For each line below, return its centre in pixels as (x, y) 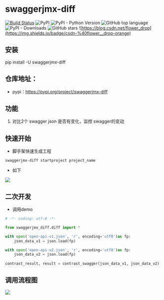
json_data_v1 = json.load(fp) (45, 241)
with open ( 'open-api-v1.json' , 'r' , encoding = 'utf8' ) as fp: (68, 236)
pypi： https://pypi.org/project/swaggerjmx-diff (60, 92)
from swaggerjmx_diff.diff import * (43, 228)
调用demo (22, 209)
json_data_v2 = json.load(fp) (45, 255)
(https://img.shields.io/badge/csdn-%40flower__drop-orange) (68, 33)
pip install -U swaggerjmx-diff (35, 62)
